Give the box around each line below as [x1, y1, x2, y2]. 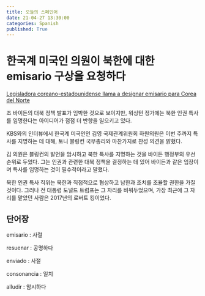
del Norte [6, 97, 31, 104]
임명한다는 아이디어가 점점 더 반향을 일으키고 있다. [12, 117, 132, 124]
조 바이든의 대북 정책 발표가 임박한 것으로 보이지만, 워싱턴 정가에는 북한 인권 [6, 109, 188, 117]
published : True [6, 26, 48, 32]
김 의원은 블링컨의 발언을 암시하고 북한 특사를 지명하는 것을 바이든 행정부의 [6, 150, 185, 158]
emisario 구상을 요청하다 [6, 70, 126, 83]
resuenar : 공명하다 [6, 244, 53, 251]
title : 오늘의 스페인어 [6, 9, 58, 15]
